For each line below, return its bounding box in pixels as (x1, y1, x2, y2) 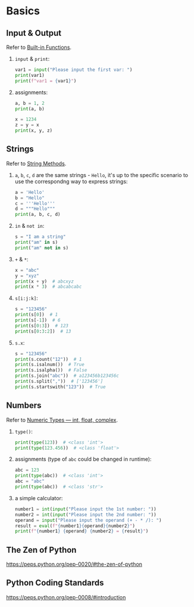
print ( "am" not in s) (14, 244, 69, 251)
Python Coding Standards (6, 578, 104, 588)
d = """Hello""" (14, 206, 55, 212)
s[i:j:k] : (14, 295, 39, 302)
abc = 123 (14, 467, 40, 473)
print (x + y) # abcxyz (14, 278, 74, 284)
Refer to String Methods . (6, 160, 67, 167)
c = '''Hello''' (14, 200, 55, 206)
